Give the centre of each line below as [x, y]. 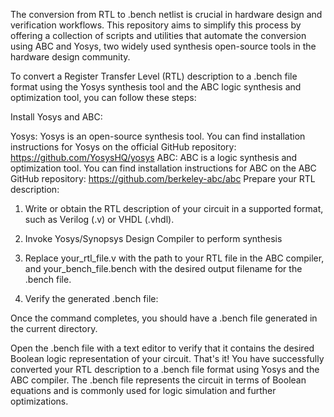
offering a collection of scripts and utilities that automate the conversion [158, 35]
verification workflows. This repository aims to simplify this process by [156, 25]
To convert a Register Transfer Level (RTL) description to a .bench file [154, 76]
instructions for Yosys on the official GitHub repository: [123, 147]
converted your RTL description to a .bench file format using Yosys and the [165, 369]
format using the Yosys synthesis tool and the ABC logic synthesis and [156, 87]
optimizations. [39, 401]
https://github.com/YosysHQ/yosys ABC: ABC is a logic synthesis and [154, 157]
